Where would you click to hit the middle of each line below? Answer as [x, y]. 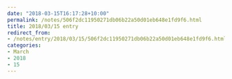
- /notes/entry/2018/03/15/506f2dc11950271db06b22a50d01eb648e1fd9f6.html [117, 39]
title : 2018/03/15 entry [43, 26]
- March [18, 52]
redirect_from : [29, 33]
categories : [24, 45]
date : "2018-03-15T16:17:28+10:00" [58, 13]
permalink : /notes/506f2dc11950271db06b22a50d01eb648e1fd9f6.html [105, 20]
